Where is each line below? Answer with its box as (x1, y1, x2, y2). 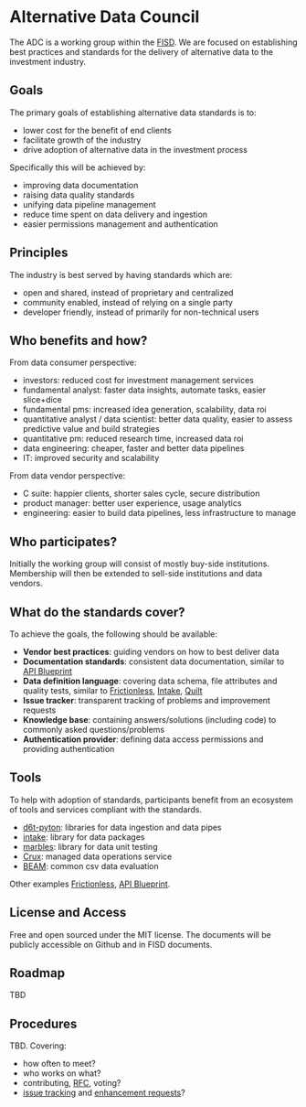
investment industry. (9, 56, 87, 67)
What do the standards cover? (9, 604, 185, 619)
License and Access (9, 905, 127, 920)
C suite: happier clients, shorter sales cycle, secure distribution (22, 488, 260, 500)
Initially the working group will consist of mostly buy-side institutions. (9, 558, 269, 569)
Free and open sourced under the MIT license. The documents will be (9, 929, 271, 940)
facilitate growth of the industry (22, 134, 142, 145)
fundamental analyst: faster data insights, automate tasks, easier (22, 384, 267, 395)
